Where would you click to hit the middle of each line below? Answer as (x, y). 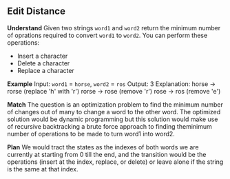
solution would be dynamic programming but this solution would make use (113, 119)
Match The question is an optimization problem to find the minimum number (115, 104)
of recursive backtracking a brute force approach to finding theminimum (109, 126)
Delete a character (43, 63)
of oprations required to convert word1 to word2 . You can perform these (107, 35)
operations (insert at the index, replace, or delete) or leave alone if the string (115, 162)
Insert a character (42, 56)
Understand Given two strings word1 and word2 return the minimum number (114, 28)
